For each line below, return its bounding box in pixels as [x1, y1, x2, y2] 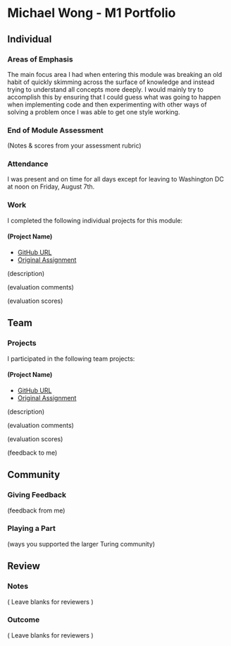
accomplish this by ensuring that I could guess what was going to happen [7, 92, 221, 101]
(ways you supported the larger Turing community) [7, 539, 156, 548]
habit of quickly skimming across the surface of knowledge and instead [7, 78, 215, 86]
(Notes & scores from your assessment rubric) [7, 141, 142, 150]
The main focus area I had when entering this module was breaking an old [7, 70, 223, 78]
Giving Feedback [7, 490, 67, 500]
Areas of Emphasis [7, 54, 73, 64]
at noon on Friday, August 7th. [7, 182, 95, 191]
